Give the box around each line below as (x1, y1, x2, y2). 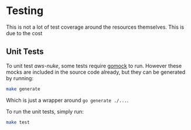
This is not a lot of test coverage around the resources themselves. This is (6, 23, 185, 30)
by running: (6, 74, 34, 81)
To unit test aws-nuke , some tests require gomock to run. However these (6, 62, 182, 69)
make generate (6, 86, 41, 92)
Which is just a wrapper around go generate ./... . (6, 97, 129, 104)
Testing (6, 4, 44, 18)
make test (6, 119, 30, 125)
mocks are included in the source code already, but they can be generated (6, 69, 186, 76)
